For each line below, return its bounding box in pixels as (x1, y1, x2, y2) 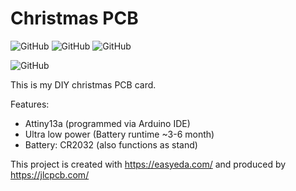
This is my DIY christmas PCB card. (10, 78, 157, 91)
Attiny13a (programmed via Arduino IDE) (24, 117, 191, 129)
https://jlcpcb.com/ (10, 168, 90, 181)
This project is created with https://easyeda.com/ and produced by (10, 158, 287, 170)
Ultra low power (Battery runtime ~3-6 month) (24, 128, 215, 140)
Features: (10, 98, 50, 110)
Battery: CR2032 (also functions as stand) (24, 138, 198, 151)
